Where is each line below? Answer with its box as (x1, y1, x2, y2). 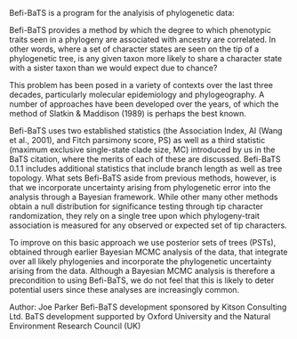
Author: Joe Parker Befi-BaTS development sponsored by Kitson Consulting (9, 302, 287, 312)
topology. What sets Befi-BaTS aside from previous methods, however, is (9, 173, 277, 183)
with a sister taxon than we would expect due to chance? (9, 62, 218, 73)
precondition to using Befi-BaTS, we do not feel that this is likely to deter (9, 275, 275, 286)
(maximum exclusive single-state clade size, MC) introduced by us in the (9, 144, 276, 155)
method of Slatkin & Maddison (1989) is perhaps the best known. (9, 109, 247, 118)
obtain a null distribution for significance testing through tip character (9, 201, 264, 212)
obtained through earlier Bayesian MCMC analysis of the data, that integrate (9, 246, 288, 257)
